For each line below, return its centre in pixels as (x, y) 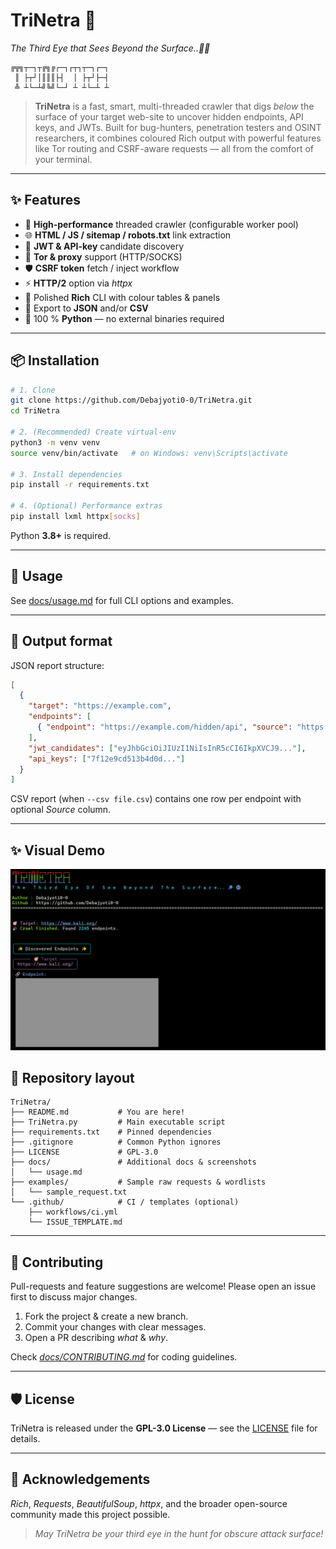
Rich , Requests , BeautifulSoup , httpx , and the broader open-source (149, 1503)
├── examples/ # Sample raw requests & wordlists (138, 1182)
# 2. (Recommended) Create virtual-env (93, 432)
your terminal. (63, 159)
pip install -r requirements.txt (80, 485)
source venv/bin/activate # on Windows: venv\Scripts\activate (149, 453)
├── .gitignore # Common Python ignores (116, 1142)
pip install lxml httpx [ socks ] (75, 517)
